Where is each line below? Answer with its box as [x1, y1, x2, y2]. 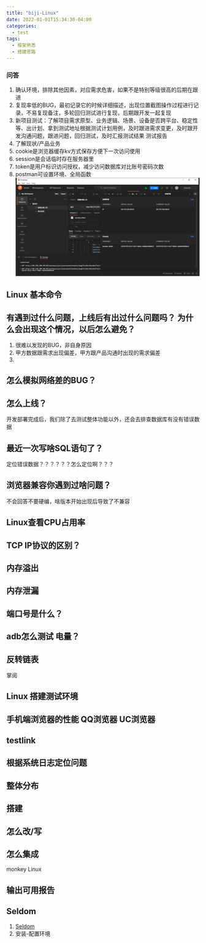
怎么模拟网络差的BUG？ [6, 375, 97, 386]
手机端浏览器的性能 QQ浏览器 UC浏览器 [6, 714, 156, 724]
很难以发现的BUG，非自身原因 [15, 341, 92, 348]
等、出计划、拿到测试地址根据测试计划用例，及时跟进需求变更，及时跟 [15, 125, 193, 132]
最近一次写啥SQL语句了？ [6, 443, 103, 453]
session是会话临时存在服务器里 [15, 155, 94, 163]
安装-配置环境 [15, 929, 51, 937]
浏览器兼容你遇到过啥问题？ [6, 480, 112, 491]
